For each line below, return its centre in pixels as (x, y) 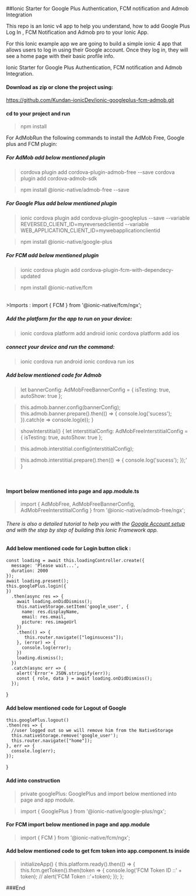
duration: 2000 (30, 571)
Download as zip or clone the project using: (60, 87)
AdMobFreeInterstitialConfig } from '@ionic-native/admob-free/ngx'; (103, 510)
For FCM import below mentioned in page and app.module (78, 825)
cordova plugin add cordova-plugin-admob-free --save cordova (97, 172)
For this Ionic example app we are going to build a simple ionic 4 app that (94, 44)
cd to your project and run (38, 113)
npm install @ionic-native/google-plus (66, 242)
